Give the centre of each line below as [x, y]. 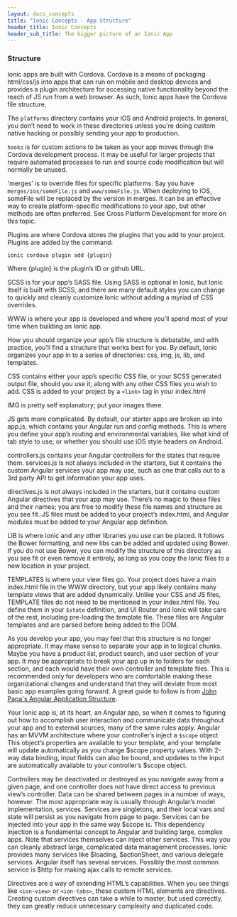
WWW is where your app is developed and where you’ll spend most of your [118, 319]
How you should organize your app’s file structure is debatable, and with [113, 340]
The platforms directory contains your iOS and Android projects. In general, [118, 118]
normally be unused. [37, 169]
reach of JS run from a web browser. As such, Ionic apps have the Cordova [117, 97]
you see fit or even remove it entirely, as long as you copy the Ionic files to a [118, 559]
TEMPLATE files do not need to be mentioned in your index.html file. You [114, 602]
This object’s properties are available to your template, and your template [114, 743]
